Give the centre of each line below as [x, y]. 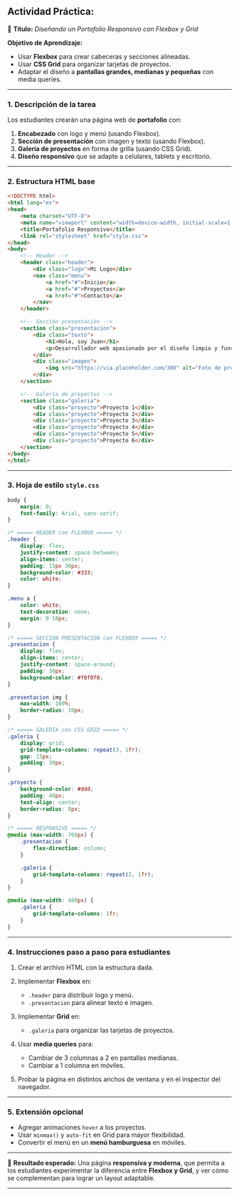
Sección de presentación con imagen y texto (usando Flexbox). [111, 141]
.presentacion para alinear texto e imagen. [91, 1003]
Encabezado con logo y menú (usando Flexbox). [89, 134]
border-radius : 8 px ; [51, 809]
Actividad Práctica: [51, 12]
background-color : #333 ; [57, 573]
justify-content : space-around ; [68, 665]
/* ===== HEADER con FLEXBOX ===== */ [65, 533]
